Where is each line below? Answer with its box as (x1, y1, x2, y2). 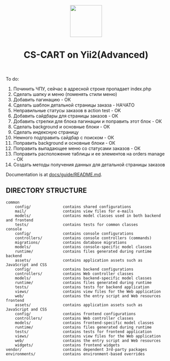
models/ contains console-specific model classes (15, 244, 152, 249)
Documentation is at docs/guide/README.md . (6, 171, 102, 177)
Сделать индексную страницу (13, 129, 79, 135)
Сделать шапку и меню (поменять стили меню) (13, 91, 118, 97)
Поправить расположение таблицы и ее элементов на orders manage (13, 150, 165, 157)
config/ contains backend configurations (15, 267, 134, 272)
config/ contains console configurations (15, 231, 134, 236)
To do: (6, 75, 19, 82)
